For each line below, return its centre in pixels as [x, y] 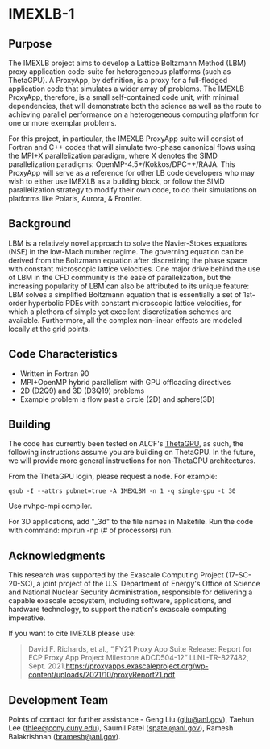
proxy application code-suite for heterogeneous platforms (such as [120, 72]
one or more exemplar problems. [62, 123]
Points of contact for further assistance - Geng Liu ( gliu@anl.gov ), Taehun [131, 720]
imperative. [27, 618]
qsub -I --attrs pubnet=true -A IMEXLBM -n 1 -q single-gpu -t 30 [122, 491]
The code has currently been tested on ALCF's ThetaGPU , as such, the [126, 444]
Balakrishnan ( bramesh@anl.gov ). [64, 737]
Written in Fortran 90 [54, 373]
